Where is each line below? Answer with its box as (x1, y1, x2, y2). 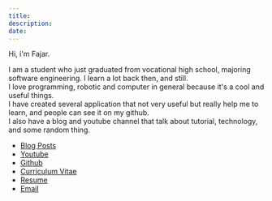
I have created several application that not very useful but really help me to (8, 99, 259, 109)
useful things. (8, 91, 54, 100)
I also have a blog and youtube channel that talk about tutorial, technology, (8, 117, 258, 126)
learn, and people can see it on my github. (8, 108, 150, 118)
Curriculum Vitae (19, 167, 77, 177)
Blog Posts (19, 141, 57, 151)
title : (8, 11, 31, 20)
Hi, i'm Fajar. (8, 49, 50, 59)
